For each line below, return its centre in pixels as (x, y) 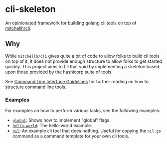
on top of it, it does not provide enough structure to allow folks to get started (84, 61)
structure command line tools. (36, 87)
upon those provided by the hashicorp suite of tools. (59, 72)
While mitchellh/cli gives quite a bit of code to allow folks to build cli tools (82, 56)
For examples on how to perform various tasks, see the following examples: (83, 111)
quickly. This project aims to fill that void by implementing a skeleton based (82, 66)
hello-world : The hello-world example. (52, 126)
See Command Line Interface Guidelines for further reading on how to (77, 81)
